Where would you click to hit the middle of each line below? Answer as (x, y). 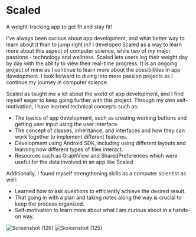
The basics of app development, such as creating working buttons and (101, 118)
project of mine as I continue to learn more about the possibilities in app (94, 69)
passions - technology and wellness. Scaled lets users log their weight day (97, 57)
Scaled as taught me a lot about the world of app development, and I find (95, 94)
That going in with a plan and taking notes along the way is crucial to (98, 197)
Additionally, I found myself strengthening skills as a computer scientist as (96, 173)
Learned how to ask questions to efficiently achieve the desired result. (100, 191)
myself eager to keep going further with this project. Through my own (91, 100)
